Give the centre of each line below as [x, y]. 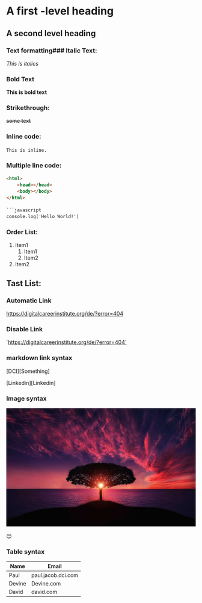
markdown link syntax [39, 358]
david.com [44, 592]
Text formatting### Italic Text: [52, 51]
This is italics [23, 63]
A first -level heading [60, 11]
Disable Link [25, 330]
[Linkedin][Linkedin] [31, 383]
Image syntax [26, 398]
